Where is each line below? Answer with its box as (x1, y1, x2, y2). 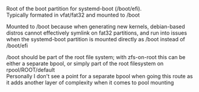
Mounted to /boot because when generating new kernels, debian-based (6, 23, 185, 30)
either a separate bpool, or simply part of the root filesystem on (6, 60, 164, 67)
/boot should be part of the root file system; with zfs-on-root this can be (6, 54, 186, 60)
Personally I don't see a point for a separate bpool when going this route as (6, 73, 193, 79)
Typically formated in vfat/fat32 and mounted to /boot (6, 11, 140, 19)
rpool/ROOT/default (6, 66, 55, 73)
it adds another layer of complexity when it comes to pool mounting (6, 79, 174, 86)
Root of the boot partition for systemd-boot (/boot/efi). (6, 5, 142, 12)
